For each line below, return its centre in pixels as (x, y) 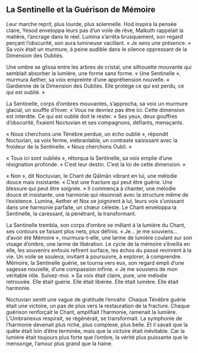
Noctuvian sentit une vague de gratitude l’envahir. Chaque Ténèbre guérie (96, 299)
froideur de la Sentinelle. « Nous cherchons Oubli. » (69, 146)
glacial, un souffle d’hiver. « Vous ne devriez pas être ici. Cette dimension (95, 110)
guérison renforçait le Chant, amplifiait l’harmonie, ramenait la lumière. (92, 312)
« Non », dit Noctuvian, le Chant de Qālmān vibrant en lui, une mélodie (92, 176)
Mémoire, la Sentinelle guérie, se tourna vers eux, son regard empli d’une (95, 262)
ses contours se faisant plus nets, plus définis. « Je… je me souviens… (92, 231)
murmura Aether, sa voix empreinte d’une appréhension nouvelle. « (88, 79)
